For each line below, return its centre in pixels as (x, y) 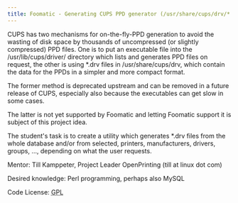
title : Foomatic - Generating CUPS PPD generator (82, 14)
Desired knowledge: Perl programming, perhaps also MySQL (96, 178)
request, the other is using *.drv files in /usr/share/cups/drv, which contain (116, 64)
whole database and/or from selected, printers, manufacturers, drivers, (111, 143)
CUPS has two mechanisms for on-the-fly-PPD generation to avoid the (111, 34)
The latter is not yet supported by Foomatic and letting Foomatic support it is (119, 114)
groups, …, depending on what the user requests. (80, 150)
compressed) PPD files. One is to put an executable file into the (100, 49)
